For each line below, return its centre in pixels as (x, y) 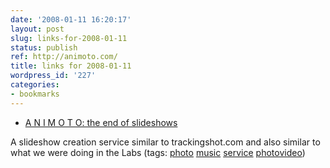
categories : (35, 85)
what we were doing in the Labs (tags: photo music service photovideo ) (158, 152)
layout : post (37, 29)
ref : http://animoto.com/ (64, 57)
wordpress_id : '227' (53, 76)
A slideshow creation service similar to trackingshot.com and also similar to (165, 142)
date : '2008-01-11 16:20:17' (71, 19)
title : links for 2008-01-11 (71, 66)
